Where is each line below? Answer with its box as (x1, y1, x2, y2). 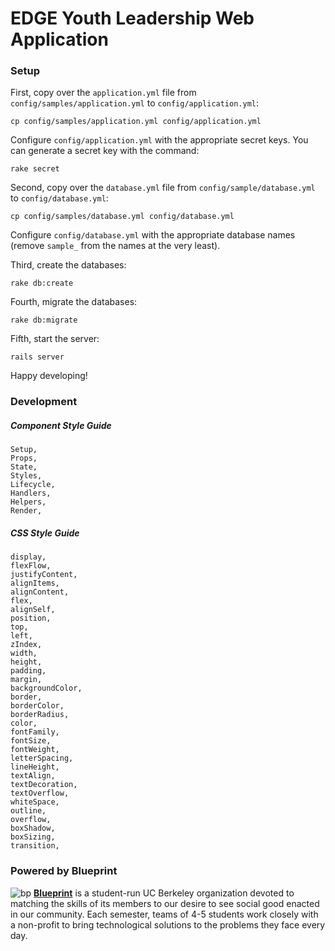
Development (10, 395, 78, 409)
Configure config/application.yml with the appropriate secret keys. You (10, 134, 309, 146)
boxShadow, (10, 823, 56, 834)
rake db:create (10, 278, 74, 289)
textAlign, (10, 771, 56, 781)
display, (10, 552, 47, 562)
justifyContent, (10, 570, 78, 580)
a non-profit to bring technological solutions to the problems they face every (10, 918, 326, 931)
